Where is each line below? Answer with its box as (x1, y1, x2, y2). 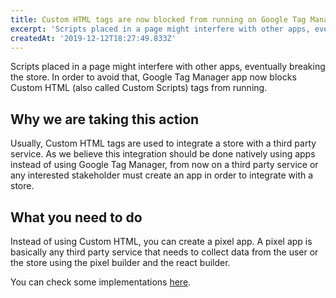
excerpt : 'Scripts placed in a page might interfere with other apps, (10, 24, 311, 34)
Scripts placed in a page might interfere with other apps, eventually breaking (10, 61, 326, 73)
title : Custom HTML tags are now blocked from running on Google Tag (10, 14, 307, 25)
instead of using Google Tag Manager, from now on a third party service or (10, 159, 319, 171)
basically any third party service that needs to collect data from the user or (10, 246, 319, 258)
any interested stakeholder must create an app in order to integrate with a (10, 169, 314, 181)
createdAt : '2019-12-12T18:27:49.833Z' (10, 33, 177, 43)
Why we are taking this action (10, 111, 200, 128)
